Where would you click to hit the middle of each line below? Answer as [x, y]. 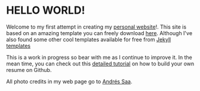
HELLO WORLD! [46, 10]
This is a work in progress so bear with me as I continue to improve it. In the [99, 57]
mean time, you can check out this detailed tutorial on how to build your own [100, 64]
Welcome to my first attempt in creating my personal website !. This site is [96, 27]
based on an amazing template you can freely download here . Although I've [99, 33]
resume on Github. [29, 70]
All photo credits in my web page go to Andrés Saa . [69, 81]
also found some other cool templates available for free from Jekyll [89, 39]
